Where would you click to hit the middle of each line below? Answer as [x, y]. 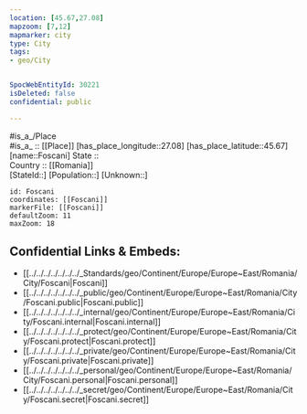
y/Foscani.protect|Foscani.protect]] [89, 341]
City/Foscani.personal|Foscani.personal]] [100, 380]
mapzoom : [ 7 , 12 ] [40, 27]
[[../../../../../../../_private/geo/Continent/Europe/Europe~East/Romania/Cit [159, 351]
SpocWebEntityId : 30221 [55, 85]
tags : [20, 52]
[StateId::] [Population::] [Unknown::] [79, 175]
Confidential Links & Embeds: [95, 252]
